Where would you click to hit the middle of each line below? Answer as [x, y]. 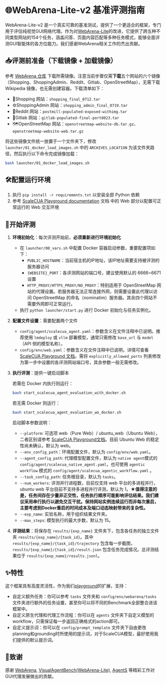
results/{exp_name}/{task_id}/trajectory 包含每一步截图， [74, 543]
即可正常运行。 [60, 304]
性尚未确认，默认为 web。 [46, 445]
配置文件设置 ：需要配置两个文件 [45, 321]
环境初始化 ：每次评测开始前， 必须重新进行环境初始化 [67, 237]
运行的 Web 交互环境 [38, 207]
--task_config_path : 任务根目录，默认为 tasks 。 [69, 477]
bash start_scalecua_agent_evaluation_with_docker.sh [69, 393]
